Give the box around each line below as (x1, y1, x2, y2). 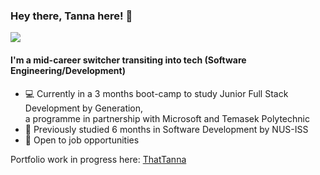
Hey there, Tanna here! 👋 (10, 9, 133, 23)
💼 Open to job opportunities (24, 134, 140, 146)
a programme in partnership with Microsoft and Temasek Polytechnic (24, 112, 310, 124)
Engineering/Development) (10, 64, 126, 76)
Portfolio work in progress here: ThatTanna (10, 153, 187, 165)
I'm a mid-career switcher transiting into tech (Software (10, 54, 247, 66)
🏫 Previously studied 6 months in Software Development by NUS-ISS (24, 123, 309, 135)
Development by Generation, (24, 102, 144, 114)
